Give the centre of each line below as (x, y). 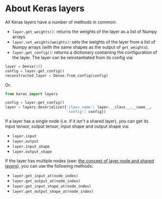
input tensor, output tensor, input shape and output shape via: (67, 126)
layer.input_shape (31, 147)
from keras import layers (31, 94)
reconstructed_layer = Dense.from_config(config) (57, 76)
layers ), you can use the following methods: (49, 166)
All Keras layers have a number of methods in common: (61, 22)
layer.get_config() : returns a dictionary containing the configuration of (85, 52)
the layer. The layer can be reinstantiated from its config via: (73, 57)
